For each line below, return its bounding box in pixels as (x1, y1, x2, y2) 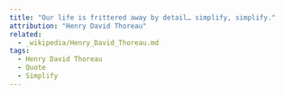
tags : (9, 47, 30, 56)
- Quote (17, 64, 47, 73)
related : (9, 30, 42, 38)
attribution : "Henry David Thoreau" (9, 21, 147, 30)
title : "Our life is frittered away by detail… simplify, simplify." (9, 13, 277, 22)
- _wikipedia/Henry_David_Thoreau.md (17, 38, 160, 47)
